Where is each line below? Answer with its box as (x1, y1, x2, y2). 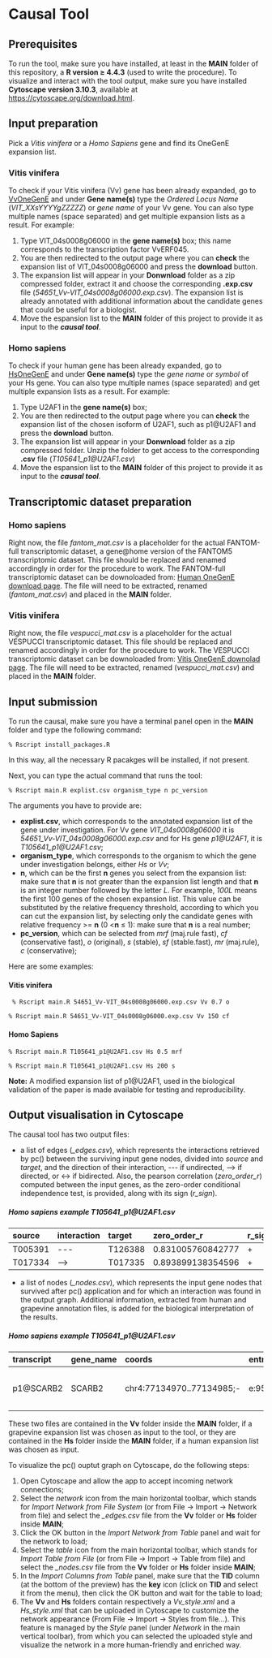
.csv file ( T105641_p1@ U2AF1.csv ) (19, 454, 136, 464)
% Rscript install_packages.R (8, 740, 111, 749)
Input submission (8, 695, 99, 709)
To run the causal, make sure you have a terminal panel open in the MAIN (8, 716, 253, 727)
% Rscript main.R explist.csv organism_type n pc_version (8, 787, 208, 795)
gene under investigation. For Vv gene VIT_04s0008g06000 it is (19, 825, 235, 835)
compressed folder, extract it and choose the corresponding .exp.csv (19, 279, 253, 289)
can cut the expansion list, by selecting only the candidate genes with (19, 911, 253, 922)
